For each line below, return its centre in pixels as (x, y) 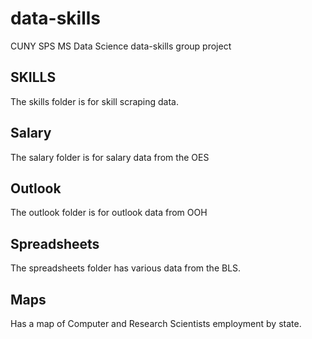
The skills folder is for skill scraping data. (95, 101)
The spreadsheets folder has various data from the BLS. (126, 268)
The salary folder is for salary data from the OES (110, 157)
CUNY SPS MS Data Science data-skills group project (121, 46)
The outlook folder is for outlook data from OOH (109, 213)
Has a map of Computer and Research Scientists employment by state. (156, 323)
